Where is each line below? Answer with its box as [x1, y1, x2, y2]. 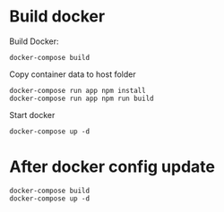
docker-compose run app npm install [9, 86, 146, 95]
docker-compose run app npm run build [9, 94, 154, 103]
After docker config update [9, 157, 216, 177]
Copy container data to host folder [9, 69, 136, 80]
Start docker [9, 109, 56, 120]
